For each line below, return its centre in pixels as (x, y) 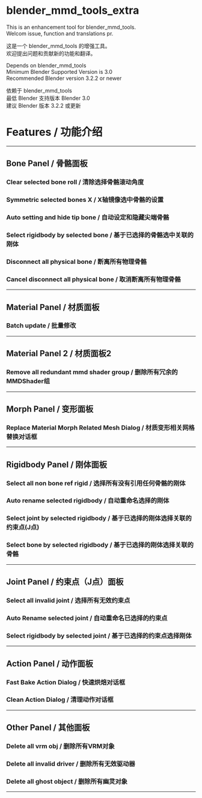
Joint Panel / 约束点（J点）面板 (65, 582)
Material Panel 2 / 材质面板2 (59, 354)
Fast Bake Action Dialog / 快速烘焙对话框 (66, 682)
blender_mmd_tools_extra (73, 11)
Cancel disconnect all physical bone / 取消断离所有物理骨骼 (94, 279)
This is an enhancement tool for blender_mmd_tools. (71, 27)
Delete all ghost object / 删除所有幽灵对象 (67, 781)
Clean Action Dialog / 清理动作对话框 (60, 699)
